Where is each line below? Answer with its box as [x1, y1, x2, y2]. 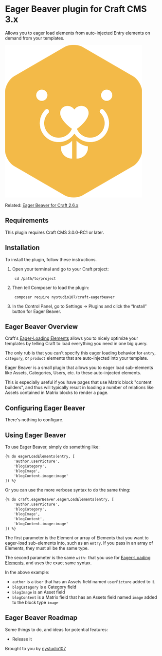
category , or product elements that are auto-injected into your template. [5, 355, 148, 361]
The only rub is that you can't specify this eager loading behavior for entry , [5, 350, 156, 356]
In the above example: [5, 570, 50, 575]
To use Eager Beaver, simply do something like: [5, 444, 100, 450]
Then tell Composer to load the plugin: [12, 285, 89, 290]
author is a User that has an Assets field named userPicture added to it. [12, 579, 156, 584]
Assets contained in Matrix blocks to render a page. [5, 389, 108, 396]
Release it [12, 636, 32, 642]
